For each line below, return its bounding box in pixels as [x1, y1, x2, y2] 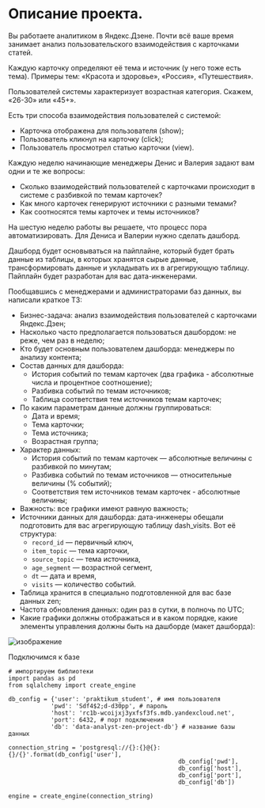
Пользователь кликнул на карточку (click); [19, 134, 164, 143]
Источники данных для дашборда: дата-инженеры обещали [19, 512, 224, 522]
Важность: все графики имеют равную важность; [19, 503, 189, 513]
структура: [19, 529, 57, 538]
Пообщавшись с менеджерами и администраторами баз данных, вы [8, 286, 242, 296]
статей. [8, 47, 33, 57]
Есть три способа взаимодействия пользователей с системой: [8, 110, 221, 119]
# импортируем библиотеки [8, 667, 93, 675]
